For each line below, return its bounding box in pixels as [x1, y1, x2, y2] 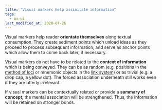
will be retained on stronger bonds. [5, 99, 75, 105]
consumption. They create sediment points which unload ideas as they [5, 39, 147, 45]
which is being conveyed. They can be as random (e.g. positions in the [5, 64, 147, 70]
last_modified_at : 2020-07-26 [5, 20, 67, 26]
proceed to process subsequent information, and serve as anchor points [5, 44, 150, 50]
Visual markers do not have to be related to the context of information [5, 59, 147, 65]
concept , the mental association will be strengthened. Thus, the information [5, 94, 157, 100]
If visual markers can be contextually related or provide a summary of [5, 89, 145, 95]
